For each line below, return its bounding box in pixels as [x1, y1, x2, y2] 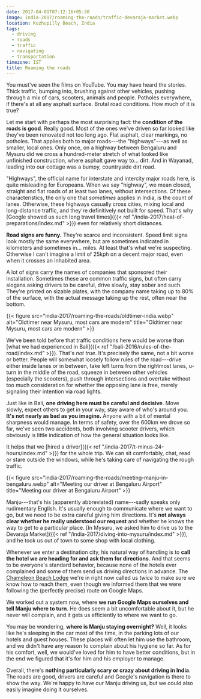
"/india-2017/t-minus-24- [101, 443, 164, 450]
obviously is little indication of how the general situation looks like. [6, 432, 170, 439]
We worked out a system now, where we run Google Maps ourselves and [6, 598, 189, 606]
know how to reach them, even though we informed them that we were [6, 580, 181, 588]
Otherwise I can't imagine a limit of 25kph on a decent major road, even [6, 250, 183, 258]
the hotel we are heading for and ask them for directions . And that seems [6, 555, 191, 562]
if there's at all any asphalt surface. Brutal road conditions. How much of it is [6, 101, 195, 108]
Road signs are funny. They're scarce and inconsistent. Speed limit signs [6, 231, 188, 238]
